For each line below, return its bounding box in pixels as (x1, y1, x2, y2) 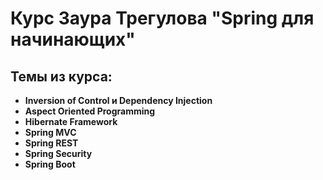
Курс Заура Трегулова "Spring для (10, 7, 315, 30)
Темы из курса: (10, 68, 113, 85)
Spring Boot (24, 158, 76, 170)
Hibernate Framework (24, 116, 118, 127)
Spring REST (24, 137, 79, 149)
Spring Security (24, 148, 93, 159)
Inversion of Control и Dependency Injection (24, 95, 213, 106)
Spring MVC (24, 127, 77, 138)
